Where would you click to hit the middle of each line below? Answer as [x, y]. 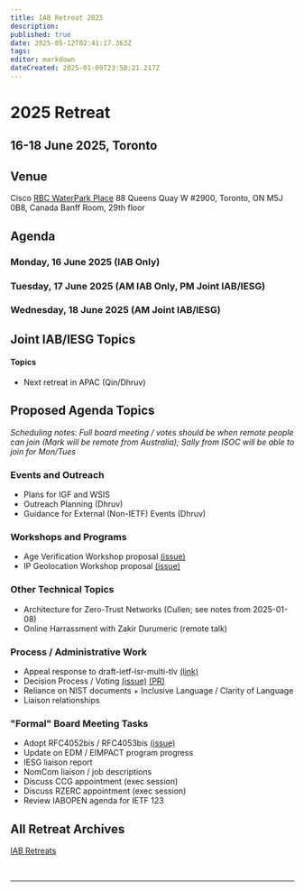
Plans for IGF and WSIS [67, 495]
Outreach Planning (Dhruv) [73, 504]
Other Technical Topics [62, 590]
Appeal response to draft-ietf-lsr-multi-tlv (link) [111, 672]
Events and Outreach [57, 474]
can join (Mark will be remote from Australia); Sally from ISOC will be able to [152, 442]
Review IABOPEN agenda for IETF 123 [94, 801]
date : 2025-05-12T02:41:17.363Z [71, 43]
